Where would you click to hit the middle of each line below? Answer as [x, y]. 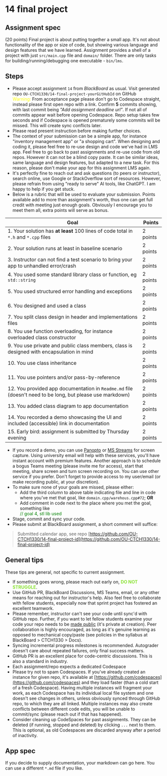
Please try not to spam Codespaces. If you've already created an [79, 672]
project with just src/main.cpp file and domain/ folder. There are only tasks [81, 55]
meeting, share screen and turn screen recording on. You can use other [85, 471]
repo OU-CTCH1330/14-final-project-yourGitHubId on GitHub [74, 94]
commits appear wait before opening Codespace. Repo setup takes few [86, 115]
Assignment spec [33, 28]
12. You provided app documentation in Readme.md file [70, 388]
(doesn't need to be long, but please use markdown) [69, 395]
